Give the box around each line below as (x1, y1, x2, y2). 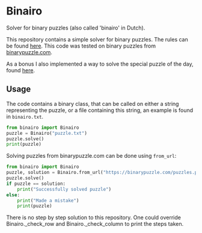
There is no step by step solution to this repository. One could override (6, 214, 182, 221)
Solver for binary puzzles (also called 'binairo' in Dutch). (6, 24, 145, 31)
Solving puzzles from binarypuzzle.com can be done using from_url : (6, 152, 177, 160)
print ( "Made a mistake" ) (17, 197, 79, 203)
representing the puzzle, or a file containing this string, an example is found (6, 107, 194, 114)
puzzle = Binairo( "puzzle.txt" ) (6, 130, 87, 136)
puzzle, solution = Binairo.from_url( (6, 170, 103, 176)
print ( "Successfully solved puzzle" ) (17, 186, 112, 192)
